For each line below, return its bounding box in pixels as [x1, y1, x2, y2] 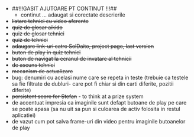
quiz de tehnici [11, 37, 48, 43]
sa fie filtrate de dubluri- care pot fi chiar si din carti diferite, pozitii [11, 80, 174, 87]
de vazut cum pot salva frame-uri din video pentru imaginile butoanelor [11, 118, 186, 125]
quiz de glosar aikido [11, 24, 63, 31]
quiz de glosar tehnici [11, 30, 65, 37]
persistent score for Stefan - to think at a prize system [11, 93, 144, 100]
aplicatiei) [11, 112, 36, 119]
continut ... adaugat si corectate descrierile [20, 11, 125, 18]
